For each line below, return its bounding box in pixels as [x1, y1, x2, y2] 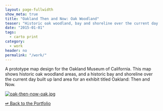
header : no [5, 48, 27, 53]
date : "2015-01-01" [5, 25, 45, 30]
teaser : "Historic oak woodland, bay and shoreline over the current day [5, 21, 159, 26]
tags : [5, 30, 16, 35]
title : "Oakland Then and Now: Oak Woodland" [5, 16, 99, 21]
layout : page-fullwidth [5, 7, 54, 12]
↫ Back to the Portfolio [5, 101, 51, 107]
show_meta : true [5, 12, 38, 17]
